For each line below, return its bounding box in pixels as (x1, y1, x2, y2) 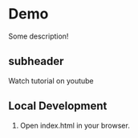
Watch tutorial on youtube (8, 75, 94, 85)
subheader (8, 55, 64, 68)
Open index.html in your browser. (19, 120, 130, 130)
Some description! (8, 31, 69, 41)
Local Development (8, 99, 108, 113)
